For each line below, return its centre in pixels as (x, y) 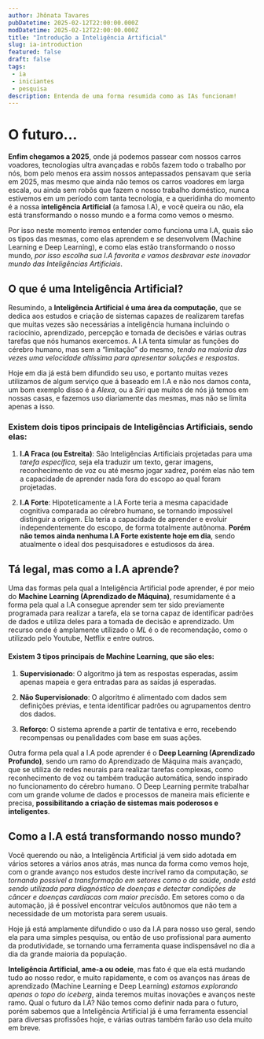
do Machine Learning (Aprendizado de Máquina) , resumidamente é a (122, 597)
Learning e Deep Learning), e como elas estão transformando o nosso (122, 247)
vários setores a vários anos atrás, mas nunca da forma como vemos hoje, (129, 863)
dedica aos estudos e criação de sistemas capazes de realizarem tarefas (126, 316)
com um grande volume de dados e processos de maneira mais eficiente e (129, 795)
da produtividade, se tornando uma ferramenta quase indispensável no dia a (132, 946)
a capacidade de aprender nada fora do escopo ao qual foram (120, 479)
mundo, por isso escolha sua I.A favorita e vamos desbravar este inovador (129, 256)
